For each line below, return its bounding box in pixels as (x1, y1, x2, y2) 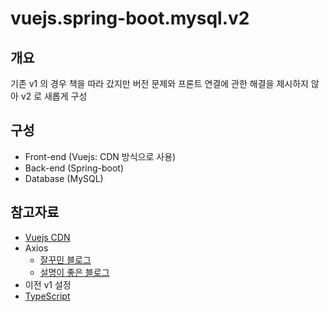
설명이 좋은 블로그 (39, 266, 110, 278)
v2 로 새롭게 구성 (20, 90, 88, 102)
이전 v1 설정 (24, 278, 72, 291)
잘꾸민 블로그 (39, 253, 92, 266)
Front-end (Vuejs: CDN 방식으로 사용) (24, 150, 177, 162)
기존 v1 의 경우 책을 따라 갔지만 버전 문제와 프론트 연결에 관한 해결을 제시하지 (10, 78, 309, 89)
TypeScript (24, 290, 71, 302)
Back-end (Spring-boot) (24, 162, 125, 174)
